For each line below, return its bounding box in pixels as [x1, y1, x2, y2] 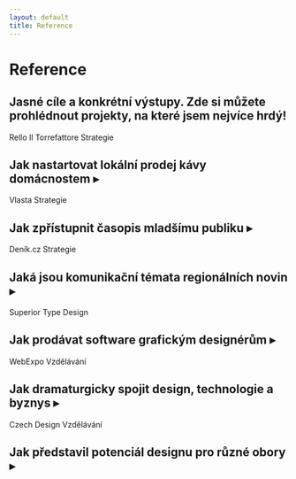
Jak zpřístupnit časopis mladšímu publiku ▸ [9, 220, 254, 236]
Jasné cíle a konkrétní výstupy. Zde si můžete [9, 95, 267, 110]
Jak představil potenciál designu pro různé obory [9, 444, 286, 460]
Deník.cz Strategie [9, 244, 77, 255]
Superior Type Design [9, 306, 89, 317]
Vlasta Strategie [9, 195, 68, 205]
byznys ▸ [9, 396, 60, 411]
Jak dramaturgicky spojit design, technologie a [9, 382, 274, 397]
